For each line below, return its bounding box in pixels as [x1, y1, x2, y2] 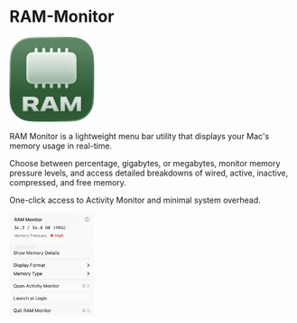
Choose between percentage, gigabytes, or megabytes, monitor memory [9, 157, 281, 168]
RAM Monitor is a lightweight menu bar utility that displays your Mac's [9, 130, 270, 141]
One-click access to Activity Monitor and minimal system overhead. [9, 195, 262, 205]
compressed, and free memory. [9, 176, 126, 187]
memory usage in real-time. [9, 140, 113, 151]
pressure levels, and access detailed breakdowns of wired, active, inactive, [9, 167, 289, 178]
